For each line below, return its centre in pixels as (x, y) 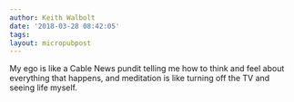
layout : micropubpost (51, 43)
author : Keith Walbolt (52, 18)
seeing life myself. (43, 88)
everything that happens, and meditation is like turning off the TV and (140, 79)
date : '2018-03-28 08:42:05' (65, 26)
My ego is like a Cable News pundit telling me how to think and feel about (147, 69)
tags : (20, 34)
